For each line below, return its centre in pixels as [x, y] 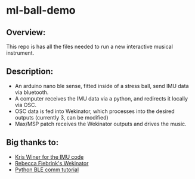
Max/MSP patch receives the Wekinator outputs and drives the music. [100, 124]
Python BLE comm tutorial [47, 169]
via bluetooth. [32, 92]
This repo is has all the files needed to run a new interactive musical [89, 46]
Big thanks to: [32, 142]
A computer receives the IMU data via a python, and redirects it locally [101, 98]
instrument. [20, 53]
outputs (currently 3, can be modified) [61, 117]
